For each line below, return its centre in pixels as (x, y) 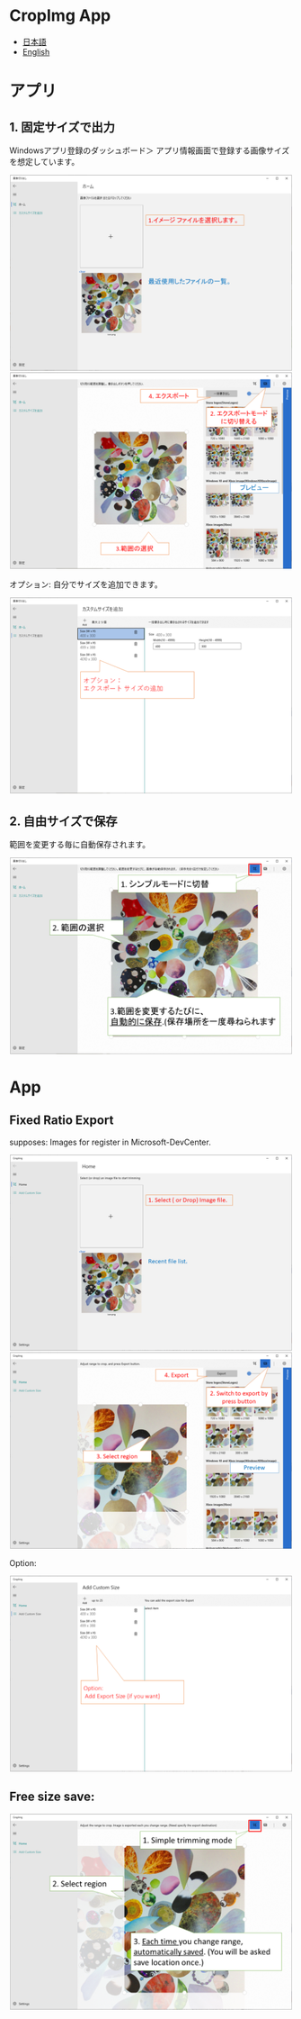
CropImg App (60, 16)
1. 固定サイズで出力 (62, 127)
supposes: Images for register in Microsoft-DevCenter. (110, 1142)
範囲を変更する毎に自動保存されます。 (80, 845)
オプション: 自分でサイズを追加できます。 (86, 584)
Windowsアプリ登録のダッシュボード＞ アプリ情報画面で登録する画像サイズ (150, 150)
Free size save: (52, 1797)
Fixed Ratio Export (62, 1121)
